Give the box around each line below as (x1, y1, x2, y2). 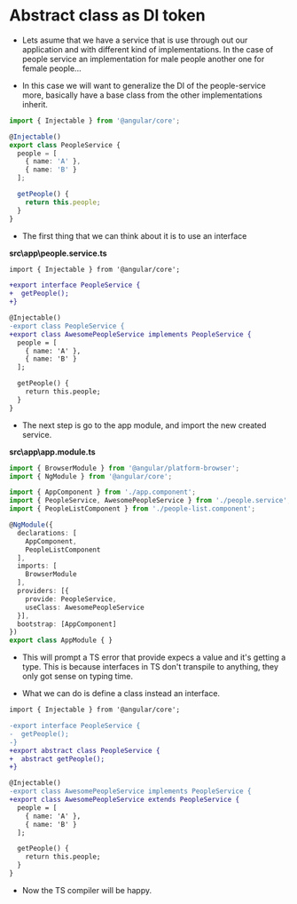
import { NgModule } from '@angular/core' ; (9, 472, 173, 480)
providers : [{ (17, 587, 69, 596)
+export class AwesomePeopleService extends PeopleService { (9, 796, 240, 805)
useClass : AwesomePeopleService (25, 603, 145, 612)
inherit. (21, 99, 49, 109)
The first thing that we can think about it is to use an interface (21, 230, 247, 241)
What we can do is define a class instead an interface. (21, 688, 220, 699)
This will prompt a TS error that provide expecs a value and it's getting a (21, 652, 286, 662)
